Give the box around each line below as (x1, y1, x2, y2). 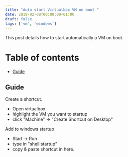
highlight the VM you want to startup (12, 111, 88, 117)
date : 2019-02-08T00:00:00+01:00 (5, 12, 75, 17)
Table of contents (5, 52, 80, 64)
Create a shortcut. (5, 96, 42, 102)
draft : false (5, 16, 32, 21)
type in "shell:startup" (12, 141, 58, 147)
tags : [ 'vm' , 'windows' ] (5, 21, 57, 26)
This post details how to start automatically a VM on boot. (5, 35, 124, 41)
